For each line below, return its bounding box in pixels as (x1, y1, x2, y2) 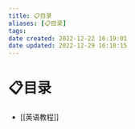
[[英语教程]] (19, 112, 59, 122)
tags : (8, 27, 27, 35)
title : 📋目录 (8, 11, 52, 20)
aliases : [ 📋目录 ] (8, 19, 67, 27)
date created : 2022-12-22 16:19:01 (8, 34, 128, 43)
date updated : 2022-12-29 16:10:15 (8, 42, 128, 50)
